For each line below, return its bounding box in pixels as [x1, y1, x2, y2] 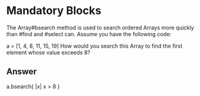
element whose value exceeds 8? [6, 48, 91, 56]
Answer [6, 67, 37, 77]
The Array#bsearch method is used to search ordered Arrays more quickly [6, 24, 194, 31]
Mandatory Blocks [6, 4, 102, 18]
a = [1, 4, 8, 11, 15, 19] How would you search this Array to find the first [6, 42, 183, 50]
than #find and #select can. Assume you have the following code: [6, 30, 172, 37]
